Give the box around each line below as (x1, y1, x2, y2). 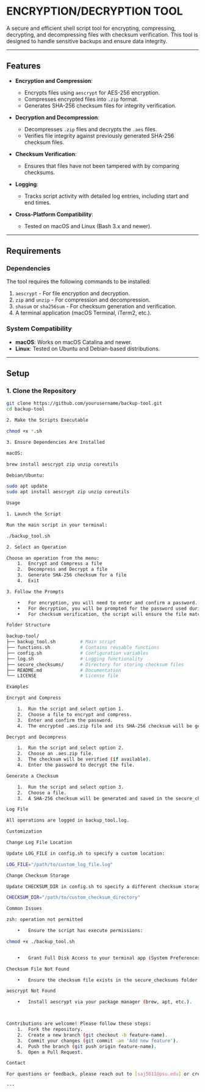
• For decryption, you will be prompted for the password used (17, 606, 187, 612)
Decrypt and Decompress (6, 734, 67, 740)
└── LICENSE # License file (6, 673, 119, 679)
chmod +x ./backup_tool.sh (6, 938, 75, 944)
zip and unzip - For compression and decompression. (15, 296, 151, 303)
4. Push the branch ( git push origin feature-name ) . (17, 1043, 157, 1049)
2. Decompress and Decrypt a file (17, 566, 108, 573)
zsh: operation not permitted (6, 917, 84, 923)
